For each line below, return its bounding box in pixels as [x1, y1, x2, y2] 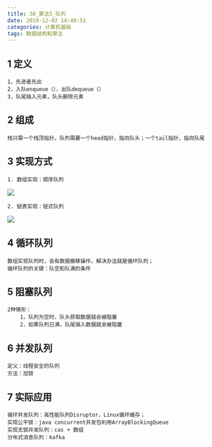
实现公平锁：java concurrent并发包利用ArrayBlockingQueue [7, 419, 169, 426]
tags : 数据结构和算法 [7, 30, 63, 37]
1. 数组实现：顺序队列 [7, 176, 65, 183]
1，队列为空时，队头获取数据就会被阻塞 [20, 314, 117, 321]
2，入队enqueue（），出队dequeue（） [7, 86, 105, 93]
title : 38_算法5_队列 [7, 10, 67, 18]
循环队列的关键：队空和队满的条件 [7, 265, 91, 272]
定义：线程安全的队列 [7, 362, 60, 370]
